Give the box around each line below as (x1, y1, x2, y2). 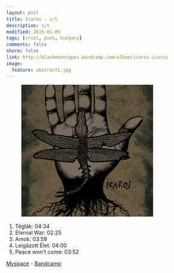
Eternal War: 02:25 (14, 229, 62, 236)
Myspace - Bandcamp (6, 260, 61, 267)
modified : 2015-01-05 (6, 29, 61, 35)
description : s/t (6, 22, 50, 28)
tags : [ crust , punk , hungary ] (6, 35, 82, 42)
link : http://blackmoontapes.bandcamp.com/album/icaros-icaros (6, 54, 169, 60)
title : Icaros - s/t (6, 16, 58, 22)
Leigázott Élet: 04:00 (14, 242, 67, 249)
